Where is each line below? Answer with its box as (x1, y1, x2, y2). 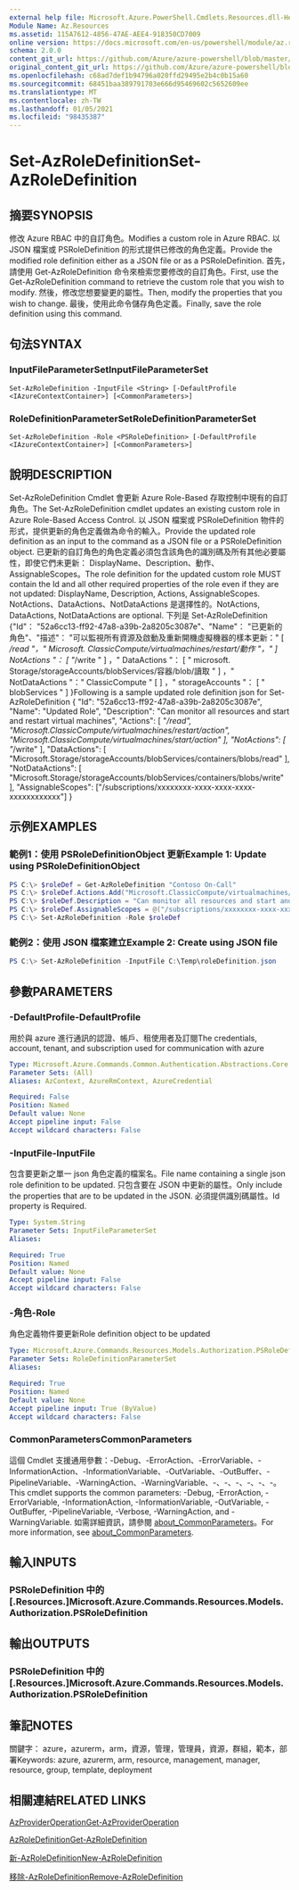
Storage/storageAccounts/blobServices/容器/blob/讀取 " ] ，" (9, 666, 235, 676)
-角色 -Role (9, 1306, 56, 1319)
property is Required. (9, 1201, 87, 1212)
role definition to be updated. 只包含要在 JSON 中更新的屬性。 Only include (9, 1180, 283, 1190)
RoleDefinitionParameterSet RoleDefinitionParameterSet (9, 412, 256, 425)
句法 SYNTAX (9, 336, 83, 352)
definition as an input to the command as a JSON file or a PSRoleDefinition (9, 535, 282, 546)
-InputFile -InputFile (9, 1147, 96, 1159)
